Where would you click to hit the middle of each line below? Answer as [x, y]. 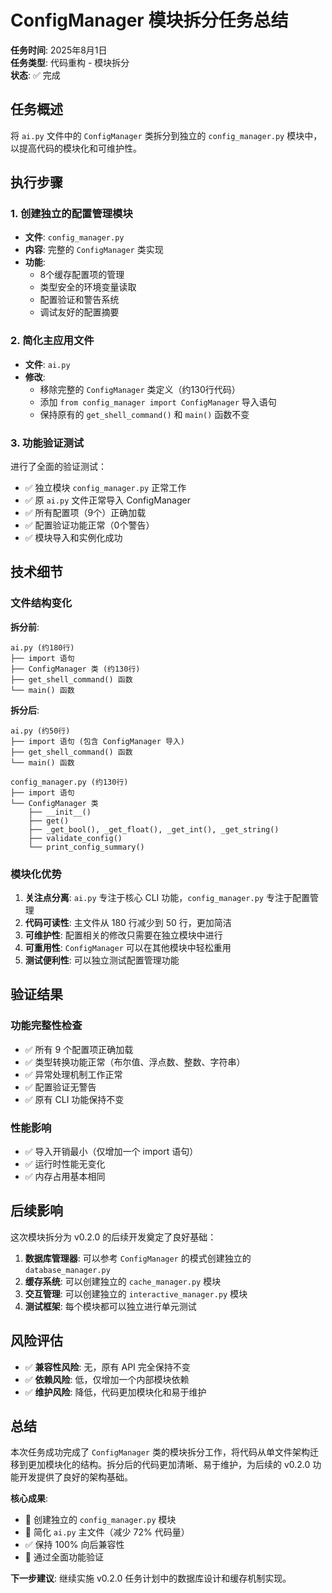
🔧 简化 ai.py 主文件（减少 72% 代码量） [107, 1532]
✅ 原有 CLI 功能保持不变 [74, 1099]
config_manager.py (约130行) [69, 782]
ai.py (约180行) [42, 647]
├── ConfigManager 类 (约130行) [75, 669]
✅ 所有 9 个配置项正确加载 [79, 1049]
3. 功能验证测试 [47, 443]
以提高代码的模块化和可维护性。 [76, 148]
